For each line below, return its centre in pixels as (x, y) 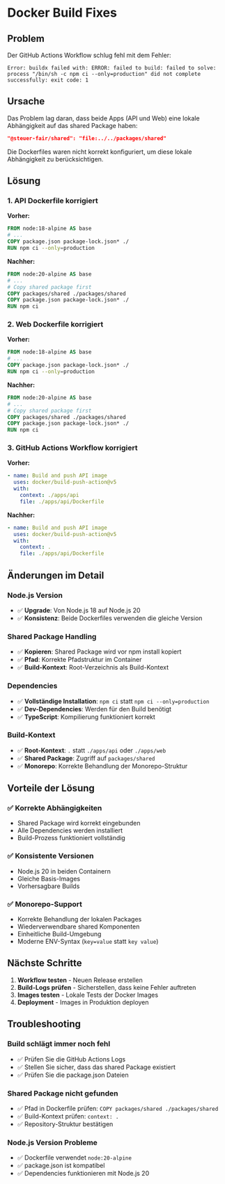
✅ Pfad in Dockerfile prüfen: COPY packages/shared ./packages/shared (118, 1108)
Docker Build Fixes (62, 13)
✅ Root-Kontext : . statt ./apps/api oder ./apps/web (92, 750)
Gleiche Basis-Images (49, 878)
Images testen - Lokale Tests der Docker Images (88, 995)
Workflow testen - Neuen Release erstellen (80, 980)
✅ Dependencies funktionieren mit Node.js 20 (83, 1174)
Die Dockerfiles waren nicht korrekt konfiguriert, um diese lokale (100, 152)
